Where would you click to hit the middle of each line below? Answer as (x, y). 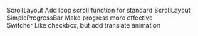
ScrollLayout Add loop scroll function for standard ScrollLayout (99, 10)
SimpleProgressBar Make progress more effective (80, 18)
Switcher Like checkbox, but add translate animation (84, 25)
